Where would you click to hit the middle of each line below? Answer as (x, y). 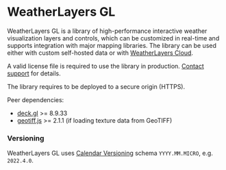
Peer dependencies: (36, 99)
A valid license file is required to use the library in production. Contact (105, 66)
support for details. (34, 73)
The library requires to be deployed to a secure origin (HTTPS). (96, 86)
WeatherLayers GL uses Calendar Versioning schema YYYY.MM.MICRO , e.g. (110, 153)
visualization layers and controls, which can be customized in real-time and (113, 38)
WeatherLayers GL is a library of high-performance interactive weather (107, 31)
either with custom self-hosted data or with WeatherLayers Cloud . (100, 53)
